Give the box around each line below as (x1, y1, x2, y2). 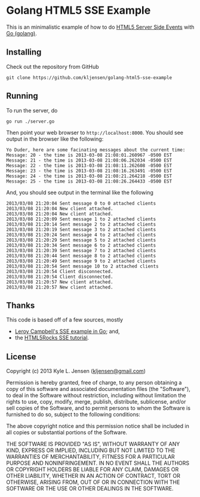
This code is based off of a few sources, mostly (6, 316, 124, 323)
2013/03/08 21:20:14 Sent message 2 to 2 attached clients (6, 221, 156, 228)
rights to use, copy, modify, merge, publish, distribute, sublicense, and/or (6, 398, 186, 405)
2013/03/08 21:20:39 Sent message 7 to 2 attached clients (6, 247, 156, 253)
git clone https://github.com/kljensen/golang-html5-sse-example (6, 74, 172, 81)
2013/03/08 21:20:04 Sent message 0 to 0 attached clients (6, 200, 156, 207)
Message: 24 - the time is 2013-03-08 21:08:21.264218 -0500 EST (6, 173, 172, 179)
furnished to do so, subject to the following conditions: (6, 411, 140, 418)
